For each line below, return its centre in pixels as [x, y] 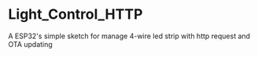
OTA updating [30, 44]
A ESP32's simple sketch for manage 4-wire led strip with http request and [129, 36]
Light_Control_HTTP [76, 14]
